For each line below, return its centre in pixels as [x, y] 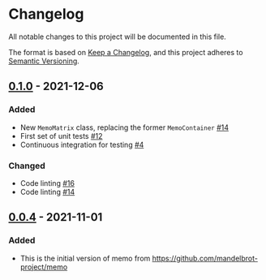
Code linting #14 [47, 192]
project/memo [44, 267]
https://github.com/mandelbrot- [205, 258]
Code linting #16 [47, 183]
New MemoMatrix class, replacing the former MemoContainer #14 [124, 127]
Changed [27, 166]
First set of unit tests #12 [61, 136]
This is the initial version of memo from [85, 258]
